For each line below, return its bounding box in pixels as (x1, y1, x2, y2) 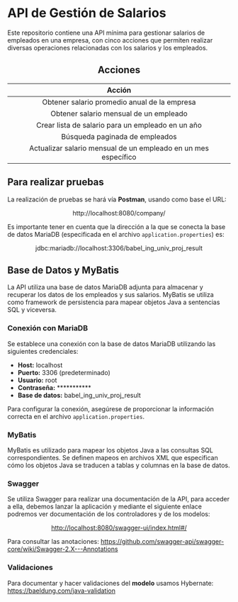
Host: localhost (17, 360, 63, 369)
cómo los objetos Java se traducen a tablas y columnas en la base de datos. (7, 461, 230, 469)
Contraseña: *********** (17, 383, 92, 391)
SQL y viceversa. (7, 306, 57, 314)
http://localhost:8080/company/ (72, 208, 166, 217)
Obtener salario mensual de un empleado (50, 108, 188, 118)
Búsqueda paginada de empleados (61, 131, 177, 141)
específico (101, 152, 137, 162)
